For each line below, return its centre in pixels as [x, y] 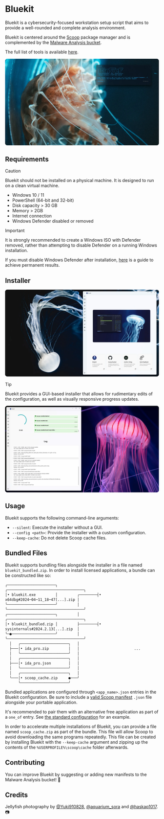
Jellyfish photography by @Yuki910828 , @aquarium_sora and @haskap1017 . [82, 807]
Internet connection [32, 216]
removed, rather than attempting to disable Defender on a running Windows [81, 245]
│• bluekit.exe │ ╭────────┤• [53, 595]
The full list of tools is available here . [42, 52]
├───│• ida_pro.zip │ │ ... [75, 648]
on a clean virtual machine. [32, 186]
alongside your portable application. [41, 702]
